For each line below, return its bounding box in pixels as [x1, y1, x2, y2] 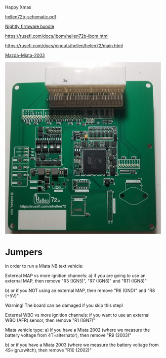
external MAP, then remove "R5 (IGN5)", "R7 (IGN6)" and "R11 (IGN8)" [5, 278, 147, 284]
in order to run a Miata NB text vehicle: [5, 263, 84, 269]
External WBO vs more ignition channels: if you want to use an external [5, 312, 150, 318]
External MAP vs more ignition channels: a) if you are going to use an [5, 273, 146, 279]
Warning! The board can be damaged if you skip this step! [5, 302, 124, 308]
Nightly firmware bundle [5, 23, 54, 29]
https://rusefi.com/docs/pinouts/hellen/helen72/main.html [5, 43, 123, 49]
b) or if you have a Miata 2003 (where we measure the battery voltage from [5, 342, 159, 348]
